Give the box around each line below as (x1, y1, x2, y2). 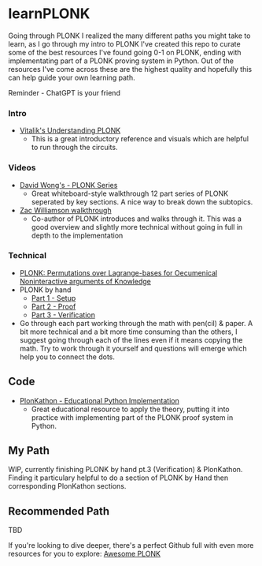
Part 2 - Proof (31, 302, 76, 311)
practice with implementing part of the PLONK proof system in (31, 412, 234, 422)
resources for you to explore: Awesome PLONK (8, 549, 161, 559)
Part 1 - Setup (31, 293, 76, 302)
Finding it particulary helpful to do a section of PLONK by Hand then (8, 473, 229, 482)
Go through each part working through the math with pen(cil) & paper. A (19, 318, 253, 328)
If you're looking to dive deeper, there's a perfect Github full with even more (8, 541, 254, 550)
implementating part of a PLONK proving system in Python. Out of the (8, 56, 234, 66)
